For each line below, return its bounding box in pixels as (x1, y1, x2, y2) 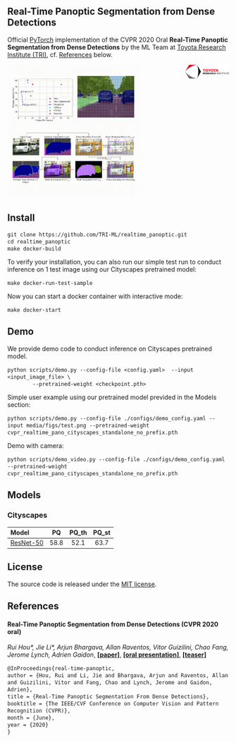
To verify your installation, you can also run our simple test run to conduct (7, 257, 222, 267)
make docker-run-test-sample (7, 280, 93, 287)
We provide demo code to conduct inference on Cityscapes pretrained (7, 344, 213, 353)
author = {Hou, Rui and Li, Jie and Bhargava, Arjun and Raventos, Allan (7, 672, 229, 679)
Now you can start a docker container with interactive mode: (7, 292, 183, 300)
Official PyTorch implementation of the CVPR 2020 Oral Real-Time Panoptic (7, 35, 228, 44)
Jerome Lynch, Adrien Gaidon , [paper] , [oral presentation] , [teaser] (7, 650, 206, 659)
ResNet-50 (10, 539, 44, 547)
